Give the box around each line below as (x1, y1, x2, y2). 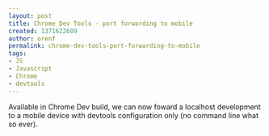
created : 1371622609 (8, 27, 78, 35)
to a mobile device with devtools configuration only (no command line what (8, 110, 258, 120)
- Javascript (8, 65, 53, 73)
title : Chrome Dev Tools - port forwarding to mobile (8, 19, 194, 28)
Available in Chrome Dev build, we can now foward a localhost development (8, 102, 261, 112)
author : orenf (8, 34, 57, 43)
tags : (8, 49, 27, 57)
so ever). (8, 119, 38, 129)
